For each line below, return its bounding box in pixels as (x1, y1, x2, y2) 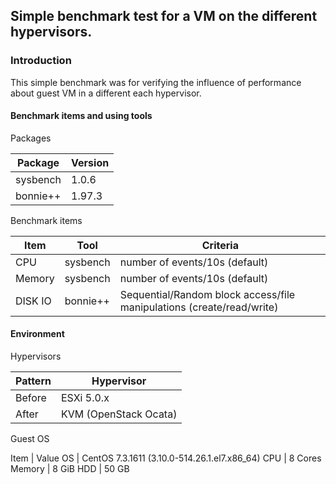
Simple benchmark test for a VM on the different (10, 8, 318, 25)
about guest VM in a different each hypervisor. (10, 87, 202, 99)
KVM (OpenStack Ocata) (60, 407, 178, 421)
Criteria (201, 238, 239, 252)
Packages (10, 132, 52, 144)
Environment (10, 328, 65, 340)
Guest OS (10, 433, 50, 445)
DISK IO (15, 294, 52, 308)
